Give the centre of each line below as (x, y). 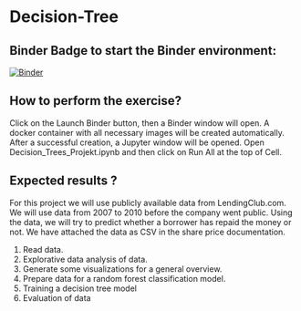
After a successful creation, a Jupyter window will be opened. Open (137, 142)
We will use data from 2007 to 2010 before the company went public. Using (151, 213)
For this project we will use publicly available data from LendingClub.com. (148, 202)
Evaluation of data (57, 297)
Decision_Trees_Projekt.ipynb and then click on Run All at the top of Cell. (146, 151)
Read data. (43, 249)
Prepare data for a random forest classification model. (124, 278)
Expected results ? (63, 181)
